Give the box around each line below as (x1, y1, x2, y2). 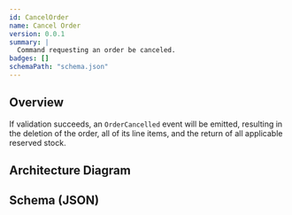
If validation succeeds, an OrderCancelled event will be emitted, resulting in (9, 119, 283, 129)
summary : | (9, 37, 50, 47)
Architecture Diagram (9, 163, 131, 178)
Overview (9, 95, 65, 111)
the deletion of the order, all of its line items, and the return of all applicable (9, 127, 283, 138)
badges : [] (9, 54, 50, 63)
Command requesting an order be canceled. (17, 46, 176, 55)
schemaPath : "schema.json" (9, 63, 109, 72)
